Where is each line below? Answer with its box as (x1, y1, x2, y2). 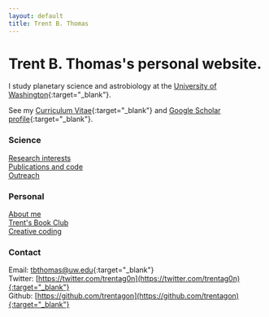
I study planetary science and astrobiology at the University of (8, 81, 217, 91)
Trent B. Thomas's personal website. (8, 54, 262, 73)
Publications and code (8, 162, 84, 172)
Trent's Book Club (8, 218, 69, 228)
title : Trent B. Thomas (8, 20, 89, 28)
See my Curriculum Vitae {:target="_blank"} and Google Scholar (8, 106, 221, 115)
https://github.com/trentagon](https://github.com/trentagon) (37, 291, 240, 301)
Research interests (8, 153, 72, 163)
